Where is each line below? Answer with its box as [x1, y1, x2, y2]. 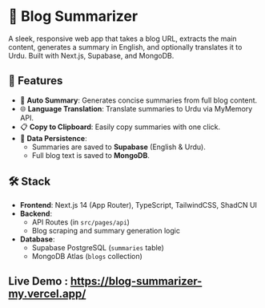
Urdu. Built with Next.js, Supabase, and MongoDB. [8, 51, 175, 60]
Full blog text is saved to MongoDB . [31, 150, 150, 160]
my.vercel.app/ [8, 286, 86, 300]
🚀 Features [8, 74, 63, 87]
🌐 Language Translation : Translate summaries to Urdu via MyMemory [19, 103, 253, 113]
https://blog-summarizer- [70, 274, 203, 288]
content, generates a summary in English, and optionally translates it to [8, 42, 243, 51]
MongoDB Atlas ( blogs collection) [31, 251, 143, 261]
